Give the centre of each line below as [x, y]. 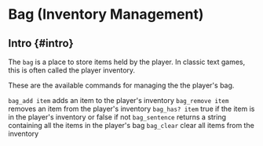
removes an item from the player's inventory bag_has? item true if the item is [131, 109]
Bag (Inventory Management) [106, 14]
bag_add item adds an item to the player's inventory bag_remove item [119, 100]
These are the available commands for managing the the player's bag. [121, 85]
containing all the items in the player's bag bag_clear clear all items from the [131, 125]
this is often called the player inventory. [72, 70]
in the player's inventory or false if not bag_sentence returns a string [117, 117]
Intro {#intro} [41, 43]
